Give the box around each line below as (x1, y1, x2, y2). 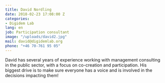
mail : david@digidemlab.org (5, 39, 63, 44)
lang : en (5, 25, 23, 30)
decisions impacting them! (5, 72, 59, 78)
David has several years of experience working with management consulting (5, 57, 161, 62)
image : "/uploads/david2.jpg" (5, 35, 67, 40)
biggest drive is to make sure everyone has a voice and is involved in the (5, 67, 153, 73)
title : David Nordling (5, 7, 52, 12)
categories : (5, 16, 30, 21)
